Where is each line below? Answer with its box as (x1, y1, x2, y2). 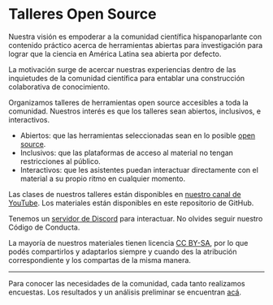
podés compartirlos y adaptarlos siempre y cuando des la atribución (8, 247, 237, 256)
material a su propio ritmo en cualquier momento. (19, 174, 185, 183)
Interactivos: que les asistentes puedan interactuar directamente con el (19, 165, 258, 174)
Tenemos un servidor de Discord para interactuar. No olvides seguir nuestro (8, 213, 263, 223)
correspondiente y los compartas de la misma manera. (8, 255, 191, 264)
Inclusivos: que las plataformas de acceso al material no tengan (19, 148, 234, 157)
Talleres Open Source (8, 5, 157, 24)
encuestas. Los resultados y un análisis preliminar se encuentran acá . (8, 287, 242, 297)
